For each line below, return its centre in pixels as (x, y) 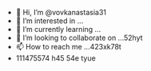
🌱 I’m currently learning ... (58, 29)
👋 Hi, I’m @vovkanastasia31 (61, 12)
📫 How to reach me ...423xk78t (68, 47)
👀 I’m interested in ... (50, 21)
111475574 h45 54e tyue (56, 58)
